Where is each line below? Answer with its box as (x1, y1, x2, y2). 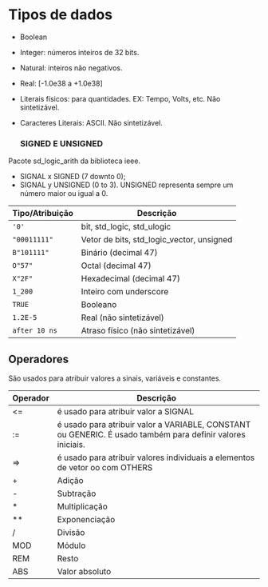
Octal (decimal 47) (81, 260, 152, 271)
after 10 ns (12, 326, 58, 335)
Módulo (57, 540, 86, 551)
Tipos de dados (8, 6, 113, 24)
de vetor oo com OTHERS (57, 462, 153, 473)
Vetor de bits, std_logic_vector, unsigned (81, 234, 233, 246)
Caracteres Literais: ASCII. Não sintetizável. (19, 118, 164, 127)
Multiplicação (57, 501, 108, 513)
